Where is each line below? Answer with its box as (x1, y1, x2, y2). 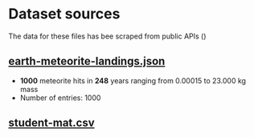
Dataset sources (8, 5, 121, 23)
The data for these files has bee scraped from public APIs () (8, 31, 207, 41)
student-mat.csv (8, 116, 95, 130)
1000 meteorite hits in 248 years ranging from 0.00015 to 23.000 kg (19, 75, 247, 85)
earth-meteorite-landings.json (8, 54, 166, 68)
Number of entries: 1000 (19, 93, 101, 103)
